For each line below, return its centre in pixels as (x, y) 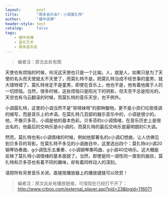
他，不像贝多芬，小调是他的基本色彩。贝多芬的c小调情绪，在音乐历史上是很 (83, 120)
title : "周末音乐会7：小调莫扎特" (45, 14)
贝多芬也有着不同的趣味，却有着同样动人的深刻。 (68, 162)
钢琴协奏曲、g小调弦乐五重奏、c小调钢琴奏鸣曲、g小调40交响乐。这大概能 (82, 150)
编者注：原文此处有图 (39, 62)
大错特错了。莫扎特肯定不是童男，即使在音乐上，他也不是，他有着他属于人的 (84, 85)
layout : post (25, 10)
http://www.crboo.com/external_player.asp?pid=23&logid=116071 (84, 189)
